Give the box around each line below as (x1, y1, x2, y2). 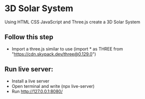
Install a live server (11, 78, 50, 84)
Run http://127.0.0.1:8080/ (11, 88, 63, 94)
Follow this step (4, 33, 54, 41)
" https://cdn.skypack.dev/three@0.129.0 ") (11, 51, 96, 57)
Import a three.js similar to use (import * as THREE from (11, 46, 123, 51)
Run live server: (4, 65, 54, 73)
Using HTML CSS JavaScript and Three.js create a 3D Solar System (4, 19, 141, 25)
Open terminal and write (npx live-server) (11, 83, 95, 89)
